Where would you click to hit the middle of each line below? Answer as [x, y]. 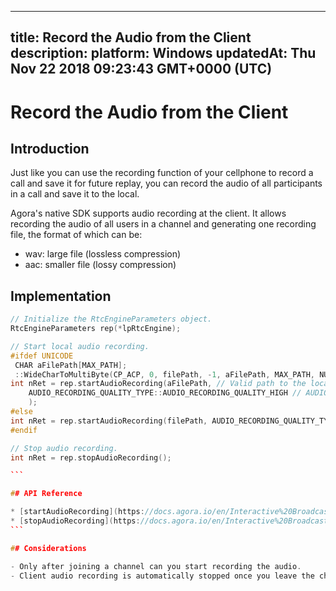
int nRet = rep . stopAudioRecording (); [91, 457]
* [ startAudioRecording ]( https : [77, 512]
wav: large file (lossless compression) [103, 254]
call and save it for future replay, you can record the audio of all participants [166, 183]
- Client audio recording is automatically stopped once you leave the [162, 576]
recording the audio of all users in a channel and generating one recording [163, 224]
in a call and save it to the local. [75, 194]
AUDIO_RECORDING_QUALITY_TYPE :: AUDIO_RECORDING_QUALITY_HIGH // [165, 393]
